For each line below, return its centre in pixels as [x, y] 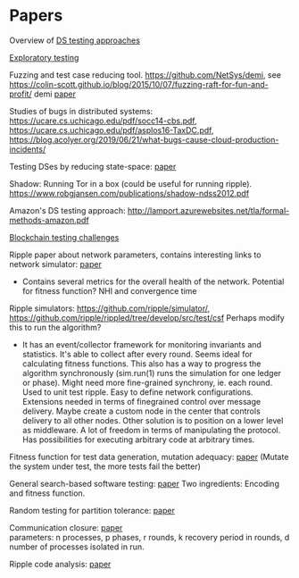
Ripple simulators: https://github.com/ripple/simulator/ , [110, 308]
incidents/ [28, 149]
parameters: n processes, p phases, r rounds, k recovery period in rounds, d [149, 537]
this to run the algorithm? [55, 327]
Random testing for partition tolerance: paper [92, 510]
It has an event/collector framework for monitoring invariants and [141, 344]
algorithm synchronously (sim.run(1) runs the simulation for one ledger [152, 373]
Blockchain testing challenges [64, 237]
